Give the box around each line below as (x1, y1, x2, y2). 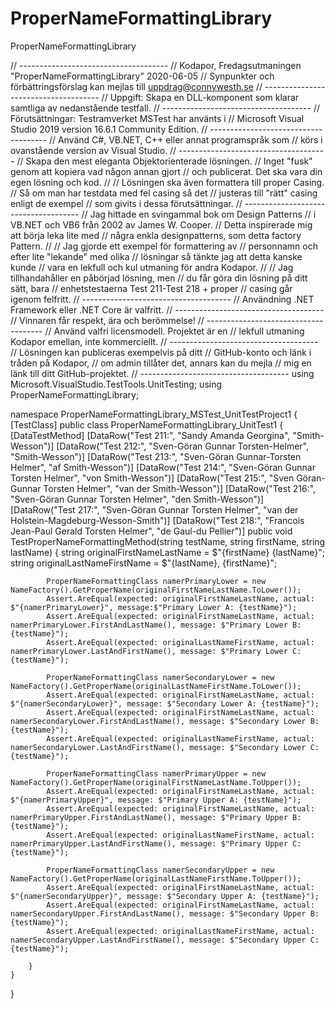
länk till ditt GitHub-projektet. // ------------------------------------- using (10, 367, 315, 379)
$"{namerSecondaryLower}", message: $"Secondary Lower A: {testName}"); (10, 698, 320, 709)
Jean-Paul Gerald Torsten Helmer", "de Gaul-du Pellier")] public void (10, 525, 293, 537)
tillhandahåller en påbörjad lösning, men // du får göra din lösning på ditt (10, 272, 308, 284)
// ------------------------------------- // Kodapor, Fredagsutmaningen (10, 59, 302, 71)
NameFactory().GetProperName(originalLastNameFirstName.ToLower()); (10, 681, 302, 691)
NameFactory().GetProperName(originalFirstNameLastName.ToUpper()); (10, 777, 302, 787)
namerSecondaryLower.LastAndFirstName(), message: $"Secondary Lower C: (10, 742, 320, 752)
